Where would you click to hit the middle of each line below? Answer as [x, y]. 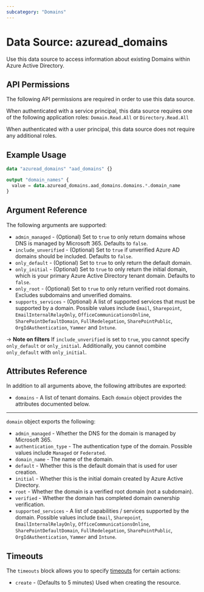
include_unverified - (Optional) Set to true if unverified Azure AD [97, 250]
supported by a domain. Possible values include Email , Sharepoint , [98, 308]
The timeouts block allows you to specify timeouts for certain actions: [93, 571]
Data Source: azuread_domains [87, 42]
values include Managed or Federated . [60, 453]
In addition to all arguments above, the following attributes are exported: [97, 386]
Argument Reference [47, 210]
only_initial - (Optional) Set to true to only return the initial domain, [101, 269]
